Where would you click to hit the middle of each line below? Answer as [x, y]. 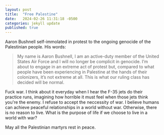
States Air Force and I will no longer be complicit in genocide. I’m [82, 62]
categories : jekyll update [33, 23]
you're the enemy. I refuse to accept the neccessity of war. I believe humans [82, 102]
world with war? [21, 118]
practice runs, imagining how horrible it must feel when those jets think [77, 97]
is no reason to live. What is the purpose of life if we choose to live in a [76, 112]
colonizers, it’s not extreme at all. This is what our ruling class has [83, 77]
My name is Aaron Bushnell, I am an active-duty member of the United [88, 56]
